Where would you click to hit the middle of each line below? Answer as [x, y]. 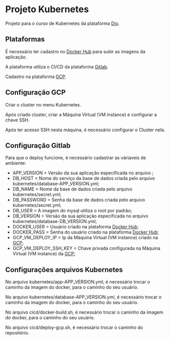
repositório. [17, 333]
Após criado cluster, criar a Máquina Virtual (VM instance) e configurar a [81, 115]
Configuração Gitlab [38, 145]
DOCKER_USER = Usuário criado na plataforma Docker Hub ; [75, 227]
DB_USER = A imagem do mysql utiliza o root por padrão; [72, 211]
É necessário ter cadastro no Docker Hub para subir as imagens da [75, 51]
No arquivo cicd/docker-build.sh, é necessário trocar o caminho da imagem [84, 312]
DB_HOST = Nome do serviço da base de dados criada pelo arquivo [84, 178]
